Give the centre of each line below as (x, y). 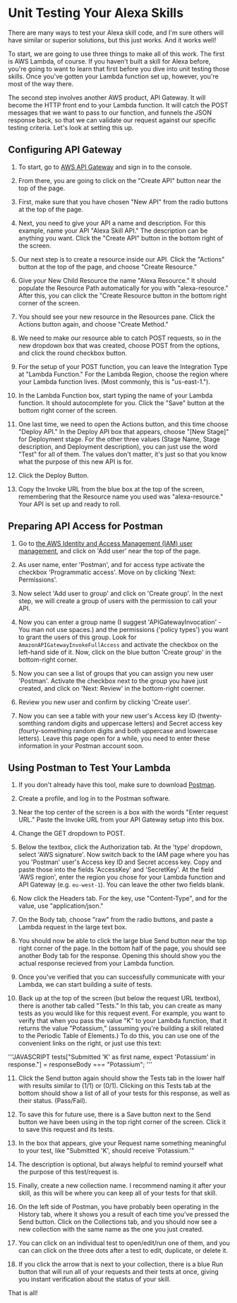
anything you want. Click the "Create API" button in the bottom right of (121, 238)
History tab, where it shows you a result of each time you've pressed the (124, 1215)
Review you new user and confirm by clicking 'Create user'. (104, 702)
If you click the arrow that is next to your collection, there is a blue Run (121, 1264)
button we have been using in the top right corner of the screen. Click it (122, 1122)
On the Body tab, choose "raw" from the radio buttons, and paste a (116, 920)
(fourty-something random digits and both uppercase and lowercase (118, 730)
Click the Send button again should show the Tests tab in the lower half (121, 1078)
